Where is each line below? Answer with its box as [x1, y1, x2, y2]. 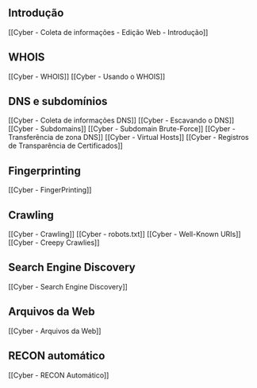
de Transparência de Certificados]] [8, 141, 123, 150]
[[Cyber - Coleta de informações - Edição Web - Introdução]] [8, 27, 209, 37]
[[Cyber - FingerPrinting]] [8, 185, 92, 195]
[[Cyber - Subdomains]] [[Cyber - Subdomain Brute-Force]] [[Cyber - [8, 124, 236, 134]
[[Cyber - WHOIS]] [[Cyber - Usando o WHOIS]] [8, 72, 166, 81]
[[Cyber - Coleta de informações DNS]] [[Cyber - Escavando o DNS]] [8, 115, 235, 126]
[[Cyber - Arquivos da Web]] [8, 326, 102, 336]
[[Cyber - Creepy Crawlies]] [8, 238, 100, 247]
